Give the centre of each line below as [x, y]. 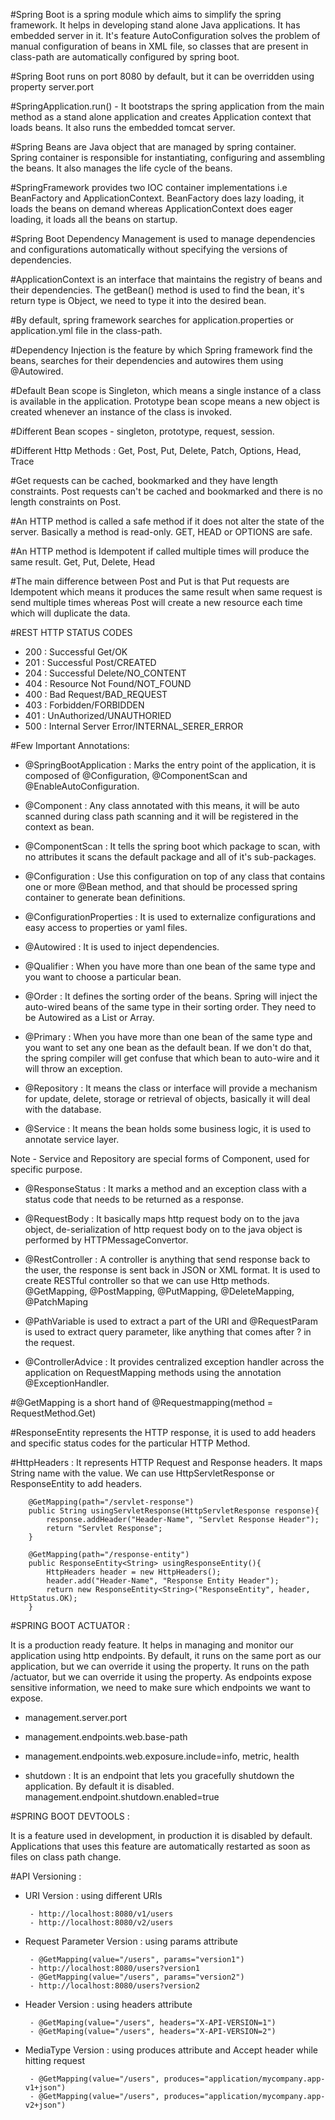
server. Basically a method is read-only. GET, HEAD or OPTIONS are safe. [161, 532]
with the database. [63, 1109]
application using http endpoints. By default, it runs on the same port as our [166, 1655]
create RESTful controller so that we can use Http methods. [147, 1280]
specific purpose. [46, 1169]
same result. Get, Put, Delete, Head [83, 562]
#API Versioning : [46, 1876]
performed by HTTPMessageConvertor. [106, 1240]
